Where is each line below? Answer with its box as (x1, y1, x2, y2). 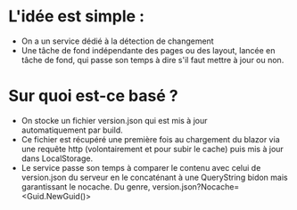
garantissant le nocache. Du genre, (21, 181, 151, 192)
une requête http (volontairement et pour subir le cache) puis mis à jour (21, 143, 285, 154)
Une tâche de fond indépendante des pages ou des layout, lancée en (21, 44, 276, 55)
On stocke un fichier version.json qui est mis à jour (21, 115, 208, 125)
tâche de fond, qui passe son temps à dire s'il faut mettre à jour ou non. (21, 54, 285, 65)
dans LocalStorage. (21, 153, 94, 164)
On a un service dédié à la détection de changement (21, 36, 215, 46)
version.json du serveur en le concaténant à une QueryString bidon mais (21, 172, 288, 182)
